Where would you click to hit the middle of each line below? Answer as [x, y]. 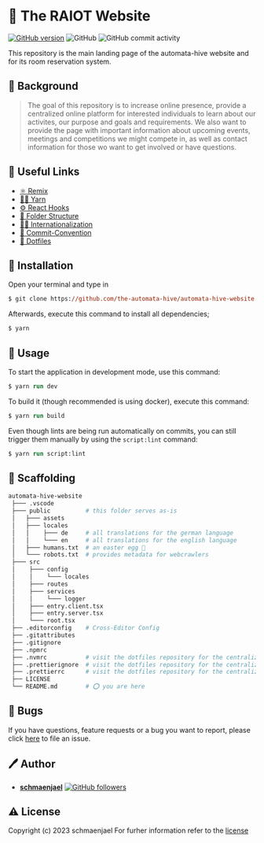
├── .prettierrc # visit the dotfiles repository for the [117, 672]
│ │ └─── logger [49, 599]
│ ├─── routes [40, 584]
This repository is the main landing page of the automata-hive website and [128, 53]
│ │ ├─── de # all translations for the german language [123, 533]
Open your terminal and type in [59, 285]
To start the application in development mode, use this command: [114, 372]
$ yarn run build [37, 416]
